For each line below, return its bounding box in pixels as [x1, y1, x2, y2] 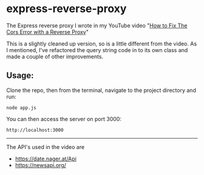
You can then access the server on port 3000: [6, 115, 121, 122]
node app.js [6, 105, 36, 111]
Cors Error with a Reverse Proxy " [6, 28, 89, 35]
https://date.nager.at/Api [15, 155, 77, 162]
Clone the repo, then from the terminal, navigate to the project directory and [6, 87, 196, 94]
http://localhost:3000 [6, 127, 64, 133]
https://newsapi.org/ [15, 161, 67, 168]
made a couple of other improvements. [6, 53, 104, 60]
